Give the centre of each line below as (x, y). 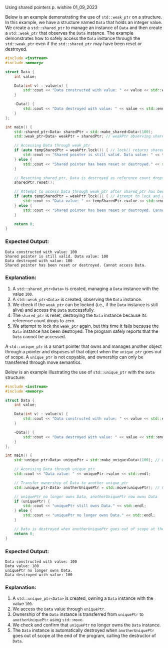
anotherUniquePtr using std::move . (48, 620)
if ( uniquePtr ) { (32, 501)
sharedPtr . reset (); (34, 183)
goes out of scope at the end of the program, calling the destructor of (84, 636)
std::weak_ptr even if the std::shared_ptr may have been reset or (74, 44)
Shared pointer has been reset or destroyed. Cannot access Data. (76, 265)
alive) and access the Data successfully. (53, 310)
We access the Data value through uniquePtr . (59, 609)
